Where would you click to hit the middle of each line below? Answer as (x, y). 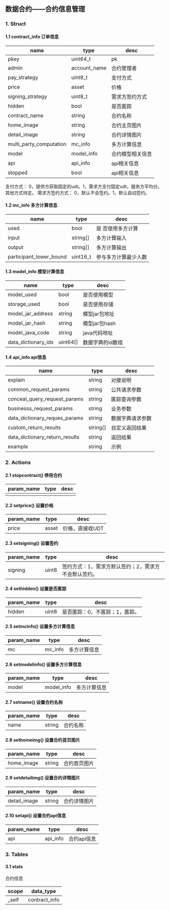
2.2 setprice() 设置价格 (29, 505)
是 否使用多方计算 (117, 229)
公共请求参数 (126, 390)
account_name (89, 68)
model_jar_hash (27, 323)
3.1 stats (14, 866)
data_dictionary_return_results (44, 437)
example (18, 447)
